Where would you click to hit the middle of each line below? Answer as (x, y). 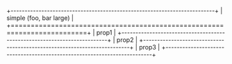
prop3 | (150, 47)
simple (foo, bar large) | (40, 18)
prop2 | (127, 40)
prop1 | (106, 32)
